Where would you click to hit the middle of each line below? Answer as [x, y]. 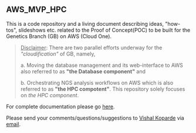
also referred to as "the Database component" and [83, 71]
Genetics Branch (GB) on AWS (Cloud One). [59, 36]
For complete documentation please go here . [60, 106]
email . [13, 124]
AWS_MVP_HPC [36, 10]
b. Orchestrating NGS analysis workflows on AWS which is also [97, 83]
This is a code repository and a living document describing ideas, [85, 23]
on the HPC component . [50, 95]
